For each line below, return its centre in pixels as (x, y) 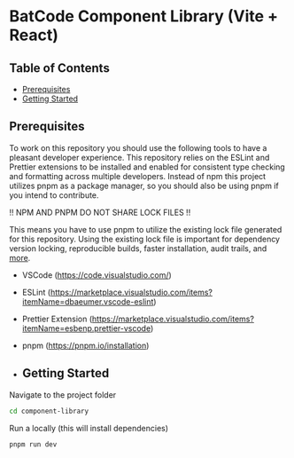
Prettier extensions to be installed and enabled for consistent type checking (147, 167)
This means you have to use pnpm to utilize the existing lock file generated (146, 229)
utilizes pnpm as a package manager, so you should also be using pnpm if (144, 186)
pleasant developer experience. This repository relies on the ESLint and (139, 157)
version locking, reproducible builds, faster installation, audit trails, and (138, 248)
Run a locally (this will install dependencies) (89, 428)
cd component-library (49, 411)
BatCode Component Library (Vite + (144, 16)
